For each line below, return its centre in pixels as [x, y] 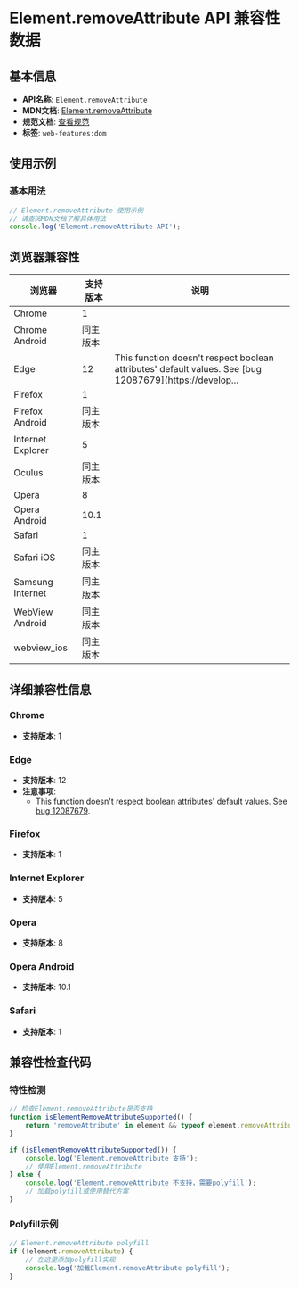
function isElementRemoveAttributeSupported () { [101, 1117]
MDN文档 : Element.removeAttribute [87, 111]
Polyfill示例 [34, 1224]
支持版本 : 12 [44, 781]
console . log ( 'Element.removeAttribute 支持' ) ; [112, 1158]
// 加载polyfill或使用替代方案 [77, 1192]
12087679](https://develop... [176, 380]
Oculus [28, 473]
